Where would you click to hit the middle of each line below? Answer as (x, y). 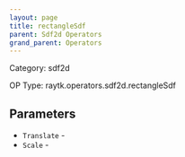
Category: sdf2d (40, 68)
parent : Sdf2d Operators (56, 34)
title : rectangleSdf (48, 26)
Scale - (35, 145)
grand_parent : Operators (56, 43)
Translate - (44, 135)
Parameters (43, 113)
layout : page (34, 17)
